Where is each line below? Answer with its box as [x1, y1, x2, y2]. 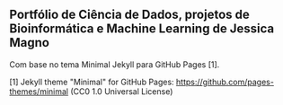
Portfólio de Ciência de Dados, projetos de [9, 7, 250, 22]
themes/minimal [9, 85, 69, 97]
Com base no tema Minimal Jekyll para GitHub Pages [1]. [9, 58, 220, 70]
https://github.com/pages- [175, 76, 274, 87]
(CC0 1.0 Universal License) [70, 85, 173, 97]
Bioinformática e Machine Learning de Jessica [9, 22, 275, 37]
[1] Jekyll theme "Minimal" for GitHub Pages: [9, 76, 174, 87]
